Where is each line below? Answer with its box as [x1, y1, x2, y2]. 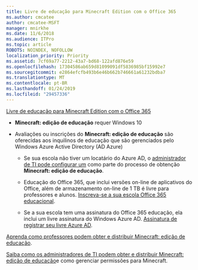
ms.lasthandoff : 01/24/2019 [6, 86, 76, 92]
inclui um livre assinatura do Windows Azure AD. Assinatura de [23, 215, 178, 222]
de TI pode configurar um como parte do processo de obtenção [23, 160, 180, 168]
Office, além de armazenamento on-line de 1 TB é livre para [23, 185, 169, 192]
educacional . [23, 197, 55, 204]
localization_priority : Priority [6, 53, 89, 59]
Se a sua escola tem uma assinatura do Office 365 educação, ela [23, 208, 183, 216]
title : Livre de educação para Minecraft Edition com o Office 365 [6, 8, 177, 15]
